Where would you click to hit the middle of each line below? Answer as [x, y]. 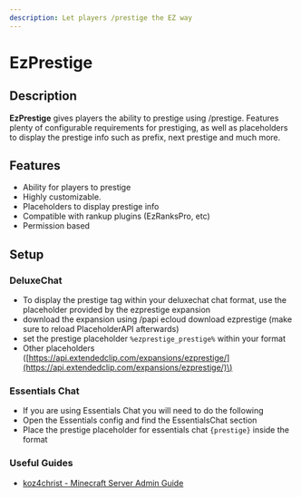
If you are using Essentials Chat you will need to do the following [143, 411]
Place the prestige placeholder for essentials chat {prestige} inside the [156, 430]
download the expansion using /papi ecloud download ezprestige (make [157, 319]
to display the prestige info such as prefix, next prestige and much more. [145, 137]
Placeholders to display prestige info [91, 207]
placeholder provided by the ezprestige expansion [117, 310]
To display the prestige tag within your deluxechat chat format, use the [155, 300]
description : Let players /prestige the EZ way [101, 18]
